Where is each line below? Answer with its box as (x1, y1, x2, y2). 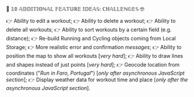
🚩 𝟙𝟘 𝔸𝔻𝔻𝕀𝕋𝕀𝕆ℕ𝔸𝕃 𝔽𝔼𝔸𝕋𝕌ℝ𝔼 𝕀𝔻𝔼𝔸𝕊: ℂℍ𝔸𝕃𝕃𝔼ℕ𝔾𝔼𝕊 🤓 (6, 5, 144, 12)
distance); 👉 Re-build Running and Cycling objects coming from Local (6, 35, 176, 41)
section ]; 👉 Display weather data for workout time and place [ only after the (6, 76, 188, 83)
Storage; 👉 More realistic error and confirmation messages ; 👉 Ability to (6, 44, 182, 50)
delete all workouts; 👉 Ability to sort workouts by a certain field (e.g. (6, 26, 172, 33)
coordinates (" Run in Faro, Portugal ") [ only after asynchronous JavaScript (6, 70, 185, 77)
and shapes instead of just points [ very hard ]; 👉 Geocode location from (6, 61, 180, 68)
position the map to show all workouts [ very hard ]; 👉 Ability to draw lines (6, 53, 184, 59)
